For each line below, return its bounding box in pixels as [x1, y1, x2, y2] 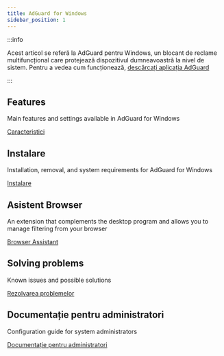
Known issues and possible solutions [7, 276, 112, 284]
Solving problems [7, 258, 84, 270]
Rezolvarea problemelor [7, 289, 75, 297]
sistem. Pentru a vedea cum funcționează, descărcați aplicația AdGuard [7, 63, 210, 71]
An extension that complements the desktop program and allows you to [7, 217, 209, 225]
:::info [7, 35, 23, 43]
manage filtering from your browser [7, 224, 108, 233]
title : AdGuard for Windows [7, 10, 88, 17]
